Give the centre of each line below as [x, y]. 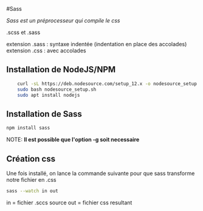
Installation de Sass [44, 114]
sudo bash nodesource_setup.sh [57, 89]
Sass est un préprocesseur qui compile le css [63, 20]
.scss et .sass [23, 32]
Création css [31, 158]
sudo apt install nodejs [49, 95]
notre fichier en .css [31, 179]
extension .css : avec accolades [46, 50]
